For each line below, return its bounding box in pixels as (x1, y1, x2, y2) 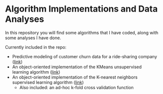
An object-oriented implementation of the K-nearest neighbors (12, 74, 138, 80)
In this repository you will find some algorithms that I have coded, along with (5, 30, 159, 35)
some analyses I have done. (5, 35, 61, 41)
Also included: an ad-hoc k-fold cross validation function (19, 84, 134, 90)
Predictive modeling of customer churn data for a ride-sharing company (12, 53, 157, 59)
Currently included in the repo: (5, 44, 67, 50)
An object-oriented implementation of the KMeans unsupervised (12, 64, 142, 70)
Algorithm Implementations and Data (5, 3, 158, 15)
